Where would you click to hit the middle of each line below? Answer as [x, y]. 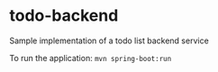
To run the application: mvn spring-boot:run [91, 58]
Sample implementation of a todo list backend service [109, 40]
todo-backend [64, 16]
